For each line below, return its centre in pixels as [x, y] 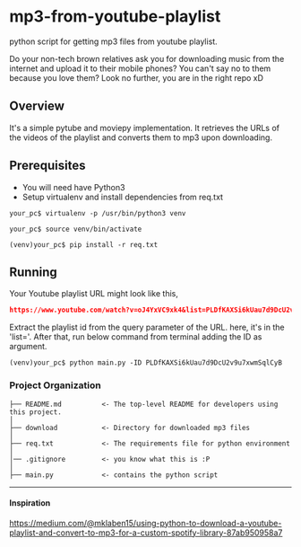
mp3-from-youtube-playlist [115, 17]
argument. [28, 347]
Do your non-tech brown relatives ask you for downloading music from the [147, 58]
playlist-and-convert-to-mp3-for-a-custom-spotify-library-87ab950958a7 [146, 533]
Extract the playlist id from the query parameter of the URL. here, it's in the [147, 327]
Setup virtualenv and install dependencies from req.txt [123, 197]
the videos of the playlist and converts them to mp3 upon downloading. [141, 137]
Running [34, 272]
